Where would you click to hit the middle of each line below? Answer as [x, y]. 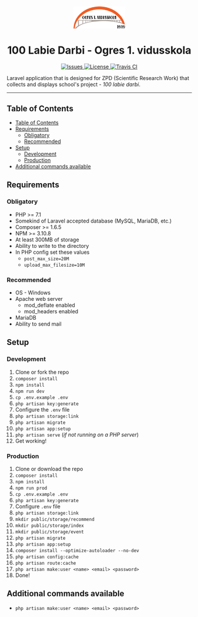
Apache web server [39, 298]
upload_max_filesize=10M [54, 265]
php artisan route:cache [46, 563]
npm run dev [30, 391]
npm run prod [31, 488]
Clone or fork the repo [42, 372]
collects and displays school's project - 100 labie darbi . [73, 84]
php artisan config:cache [47, 557]
